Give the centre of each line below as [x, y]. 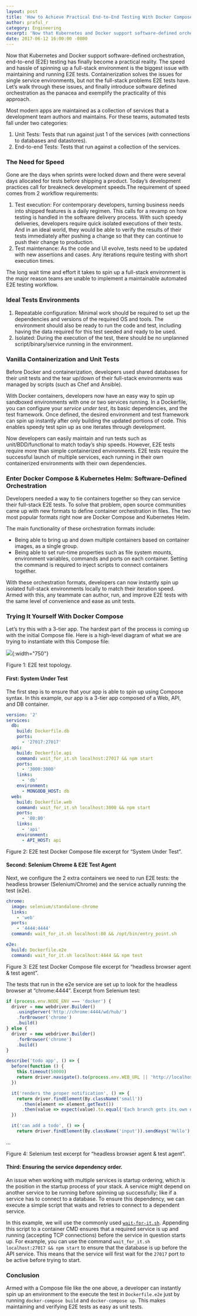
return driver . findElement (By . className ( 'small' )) [80, 1099]
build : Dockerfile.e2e [39, 950]
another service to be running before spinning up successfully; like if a [91, 1193]
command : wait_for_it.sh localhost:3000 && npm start [84, 807]
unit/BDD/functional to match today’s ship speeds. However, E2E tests [91, 444]
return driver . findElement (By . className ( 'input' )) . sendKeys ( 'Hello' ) [103, 1131]
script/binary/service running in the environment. [74, 344]
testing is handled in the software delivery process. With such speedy [99, 217]
